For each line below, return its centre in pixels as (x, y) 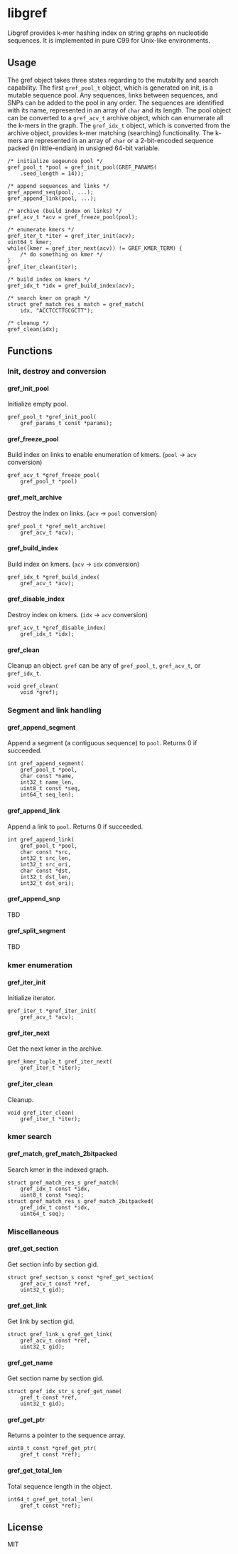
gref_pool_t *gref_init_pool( (52, 417)
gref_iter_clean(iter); (43, 267)
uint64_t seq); (43, 1214)
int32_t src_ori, (46, 864)
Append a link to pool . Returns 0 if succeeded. (75, 826)
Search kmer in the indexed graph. (58, 1170)
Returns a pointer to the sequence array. (66, 1435)
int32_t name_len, (47, 782)
